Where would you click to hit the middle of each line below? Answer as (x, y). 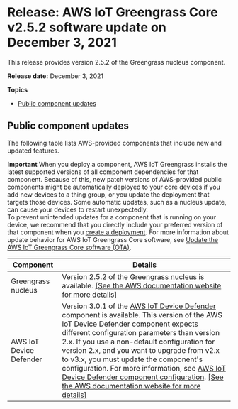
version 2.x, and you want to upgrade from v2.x (141, 350)
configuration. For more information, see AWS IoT (144, 368)
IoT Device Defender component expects (130, 324)
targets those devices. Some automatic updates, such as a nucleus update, (117, 202)
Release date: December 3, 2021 (56, 76)
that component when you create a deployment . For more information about (118, 232)
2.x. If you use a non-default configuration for (138, 342)
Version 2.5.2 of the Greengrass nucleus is (133, 276)
